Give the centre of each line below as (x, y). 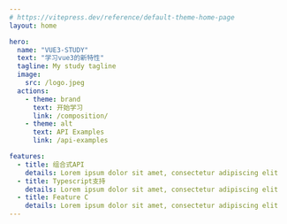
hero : (19, 42)
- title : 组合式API (51, 165)
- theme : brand (53, 99)
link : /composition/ (70, 116)
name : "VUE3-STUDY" (53, 50)
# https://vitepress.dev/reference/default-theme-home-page (122, 17)
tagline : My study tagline (67, 66)
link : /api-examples (70, 141)
